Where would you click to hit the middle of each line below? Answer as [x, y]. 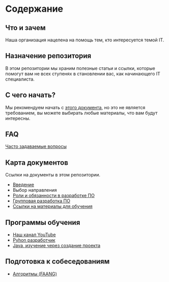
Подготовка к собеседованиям [58, 261]
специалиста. [20, 79]
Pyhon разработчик [34, 240]
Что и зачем [25, 28]
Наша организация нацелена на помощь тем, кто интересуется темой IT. [85, 40]
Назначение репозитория [48, 56]
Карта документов [37, 162]
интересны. [18, 118]
